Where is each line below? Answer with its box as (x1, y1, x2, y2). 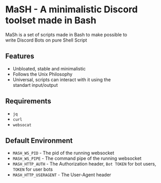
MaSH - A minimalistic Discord (5, 4, 138, 15)
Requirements (5, 97, 51, 106)
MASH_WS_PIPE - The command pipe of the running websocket (12, 155, 142, 161)
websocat (12, 122, 32, 127)
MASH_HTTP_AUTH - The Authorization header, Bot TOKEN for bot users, (12, 161, 156, 167)
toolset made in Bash (5, 14, 96, 26)
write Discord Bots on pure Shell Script (5, 37, 87, 43)
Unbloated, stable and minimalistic (12, 65, 86, 71)
